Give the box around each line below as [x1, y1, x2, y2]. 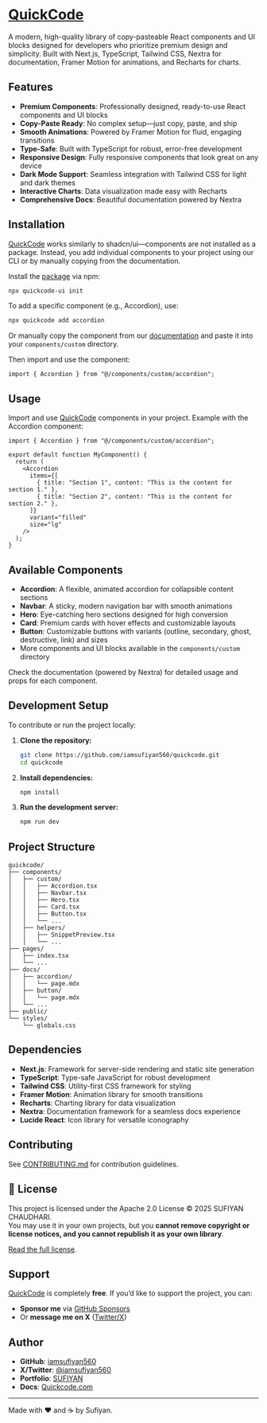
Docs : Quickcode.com [19, 1382, 94, 1392]
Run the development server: [19, 802, 119, 812]
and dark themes [19, 178, 75, 187]
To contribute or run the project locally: [8, 719, 137, 730]
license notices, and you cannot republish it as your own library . [8, 1229, 224, 1238]
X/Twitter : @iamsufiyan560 [19, 1365, 111, 1375]
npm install [19, 788, 60, 796]
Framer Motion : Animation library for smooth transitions [19, 1089, 203, 1099]
